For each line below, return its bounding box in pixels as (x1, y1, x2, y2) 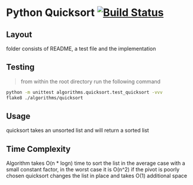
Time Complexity (6, 144, 71, 154)
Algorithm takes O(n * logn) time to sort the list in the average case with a (6, 160, 185, 167)
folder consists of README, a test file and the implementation (6, 45, 156, 52)
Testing (6, 62, 35, 72)
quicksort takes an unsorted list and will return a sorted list (6, 127, 149, 134)
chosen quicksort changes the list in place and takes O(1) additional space (6, 172, 188, 180)
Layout (6, 30, 33, 40)
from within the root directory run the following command (20, 77, 161, 85)
